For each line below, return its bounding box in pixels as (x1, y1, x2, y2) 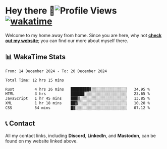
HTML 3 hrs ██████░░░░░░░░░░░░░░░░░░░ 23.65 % (5, 91, 150, 96)
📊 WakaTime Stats (5, 53, 66, 61)
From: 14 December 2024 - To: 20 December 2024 (5, 68, 107, 74)
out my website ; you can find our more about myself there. (5, 38, 129, 44)
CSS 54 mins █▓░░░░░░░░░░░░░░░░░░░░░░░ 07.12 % (5, 105, 150, 110)
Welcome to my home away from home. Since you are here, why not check (5, 32, 162, 38)
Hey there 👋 (5, 5, 55, 17)
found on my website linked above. (5, 138, 78, 144)
